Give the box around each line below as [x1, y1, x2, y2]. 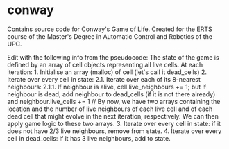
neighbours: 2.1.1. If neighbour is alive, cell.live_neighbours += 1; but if [7, 82, 207, 91]
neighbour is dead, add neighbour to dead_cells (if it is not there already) [7, 89, 216, 98]
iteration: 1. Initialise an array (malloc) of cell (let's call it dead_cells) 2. [7, 68, 207, 76]
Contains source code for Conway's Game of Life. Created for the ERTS [7, 25, 213, 33]
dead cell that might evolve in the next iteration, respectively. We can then [7, 112, 219, 120]
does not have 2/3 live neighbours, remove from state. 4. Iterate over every [7, 127, 222, 135]
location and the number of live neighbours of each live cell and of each [7, 105, 213, 113]
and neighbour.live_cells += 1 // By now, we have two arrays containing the [7, 97, 221, 105]
